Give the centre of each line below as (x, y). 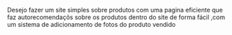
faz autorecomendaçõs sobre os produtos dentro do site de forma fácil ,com (116, 17)
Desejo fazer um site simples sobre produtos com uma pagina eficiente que (115, 10)
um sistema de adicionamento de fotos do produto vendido (91, 24)
